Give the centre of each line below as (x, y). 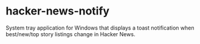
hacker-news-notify (58, 11)
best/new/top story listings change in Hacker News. (71, 34)
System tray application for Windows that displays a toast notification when (100, 28)
